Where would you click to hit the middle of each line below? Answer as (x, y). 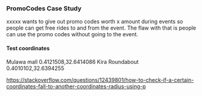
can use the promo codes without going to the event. (72, 34)
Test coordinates (28, 48)
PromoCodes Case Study (44, 8)
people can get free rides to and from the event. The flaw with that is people (101, 28)
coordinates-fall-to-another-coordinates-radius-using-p (76, 86)
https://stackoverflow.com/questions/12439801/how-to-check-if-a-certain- (100, 80)
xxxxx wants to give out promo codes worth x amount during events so (95, 22)
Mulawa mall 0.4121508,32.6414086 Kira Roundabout (73, 62)
